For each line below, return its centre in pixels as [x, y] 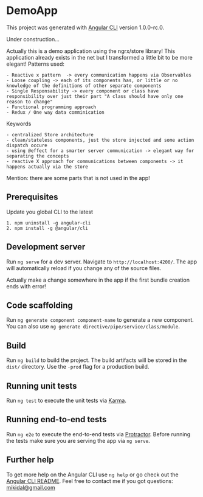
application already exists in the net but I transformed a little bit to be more [99, 57]
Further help [30, 460]
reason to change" [29, 102]
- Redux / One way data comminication [55, 112]
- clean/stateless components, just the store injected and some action [100, 140]
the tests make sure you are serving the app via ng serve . [78, 440]
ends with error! [26, 286]
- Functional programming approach [51, 107]
